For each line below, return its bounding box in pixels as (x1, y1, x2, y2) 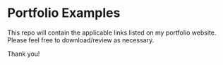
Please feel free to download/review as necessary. (7, 35, 155, 44)
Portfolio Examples (7, 5, 121, 21)
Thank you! (7, 49, 40, 58)
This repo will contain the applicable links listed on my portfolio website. (7, 28, 217, 37)
